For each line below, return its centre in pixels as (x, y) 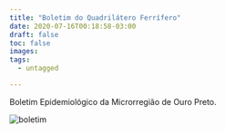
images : (24, 52)
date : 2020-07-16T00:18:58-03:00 (73, 26)
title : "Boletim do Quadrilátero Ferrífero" (95, 18)
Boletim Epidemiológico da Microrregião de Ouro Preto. (113, 101)
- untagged (38, 69)
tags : (20, 60)
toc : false (30, 43)
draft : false (34, 34)
